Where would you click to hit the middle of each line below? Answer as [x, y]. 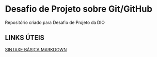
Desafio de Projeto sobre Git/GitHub [79, 9]
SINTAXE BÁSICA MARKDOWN [36, 49]
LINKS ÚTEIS [25, 38]
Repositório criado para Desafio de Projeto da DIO [55, 22]
